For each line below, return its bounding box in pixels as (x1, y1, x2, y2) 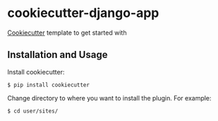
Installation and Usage (7, 49, 108, 61)
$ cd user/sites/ (7, 108, 59, 115)
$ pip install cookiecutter (7, 81, 90, 88)
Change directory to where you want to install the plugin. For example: (7, 93, 212, 102)
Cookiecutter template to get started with (7, 28, 127, 37)
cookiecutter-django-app (7, 5, 159, 21)
